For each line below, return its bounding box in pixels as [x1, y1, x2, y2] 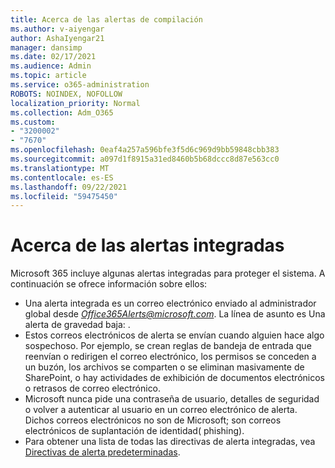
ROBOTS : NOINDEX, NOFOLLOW [10, 89, 123, 99]
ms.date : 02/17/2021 [10, 52, 97, 62]
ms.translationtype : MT [10, 163, 110, 173]
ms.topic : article [10, 71, 87, 81]
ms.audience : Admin [10, 61, 92, 71]
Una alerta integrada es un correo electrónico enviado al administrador [24, 297, 317, 310]
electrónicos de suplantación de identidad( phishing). [24, 425, 245, 437]
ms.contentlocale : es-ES [10, 172, 114, 183]
